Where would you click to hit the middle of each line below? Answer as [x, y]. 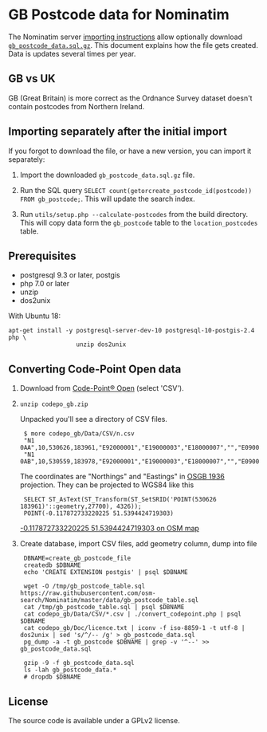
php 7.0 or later [45, 284]
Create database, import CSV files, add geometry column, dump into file [138, 544]
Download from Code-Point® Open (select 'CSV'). [102, 388]
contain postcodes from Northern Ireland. [77, 106]
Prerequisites [42, 256]
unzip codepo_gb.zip [54, 404]
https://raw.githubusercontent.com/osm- [88, 593]
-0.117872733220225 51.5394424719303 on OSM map [109, 529]
